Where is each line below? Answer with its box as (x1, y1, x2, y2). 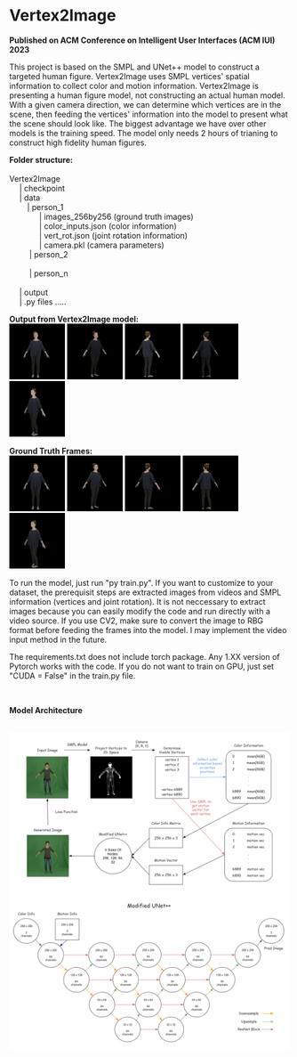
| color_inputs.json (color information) (38, 220, 177, 232)
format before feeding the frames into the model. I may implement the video (9, 624, 287, 635)
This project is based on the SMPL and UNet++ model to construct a (9, 61, 261, 72)
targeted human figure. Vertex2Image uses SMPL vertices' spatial (9, 70, 251, 81)
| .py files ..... (19, 296, 67, 307)
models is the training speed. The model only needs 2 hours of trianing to (9, 127, 278, 138)
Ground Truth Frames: (9, 445, 93, 456)
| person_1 (26, 201, 64, 212)
